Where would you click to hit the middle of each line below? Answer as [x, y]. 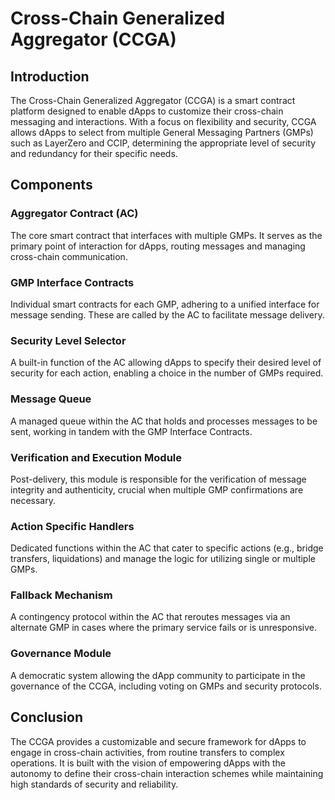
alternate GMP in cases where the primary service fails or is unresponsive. [164, 628]
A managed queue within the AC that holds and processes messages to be [164, 421]
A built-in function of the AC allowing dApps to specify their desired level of [166, 363]
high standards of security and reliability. [94, 784]
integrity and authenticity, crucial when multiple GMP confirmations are [157, 489]
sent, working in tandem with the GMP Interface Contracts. [131, 431]
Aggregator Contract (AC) [74, 214]
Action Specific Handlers [72, 526]
